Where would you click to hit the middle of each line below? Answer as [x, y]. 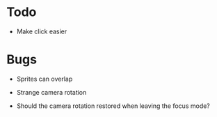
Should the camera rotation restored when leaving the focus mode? [113, 106]
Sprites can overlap [45, 79]
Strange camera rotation [51, 92]
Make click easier [42, 31]
